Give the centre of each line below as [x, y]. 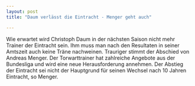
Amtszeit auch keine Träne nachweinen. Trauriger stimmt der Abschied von [98, 51]
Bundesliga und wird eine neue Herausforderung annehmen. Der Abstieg [95, 64]
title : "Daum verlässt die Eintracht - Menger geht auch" [79, 17]
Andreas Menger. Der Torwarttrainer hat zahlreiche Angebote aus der [91, 58]
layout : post [22, 11]
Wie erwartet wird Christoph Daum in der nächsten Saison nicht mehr [91, 39]
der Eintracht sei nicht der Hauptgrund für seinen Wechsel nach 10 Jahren [96, 70]
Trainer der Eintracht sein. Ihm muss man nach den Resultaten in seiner [93, 45]
